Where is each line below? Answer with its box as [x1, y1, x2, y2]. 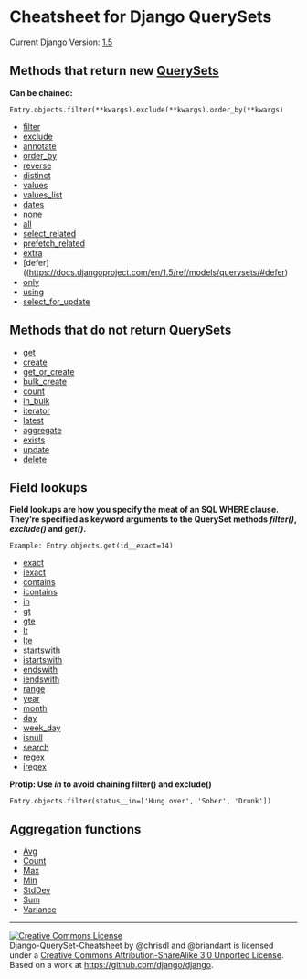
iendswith [22, 674, 60, 685]
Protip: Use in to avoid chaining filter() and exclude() [9, 779, 212, 790]
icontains [22, 587, 58, 598]
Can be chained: [9, 87, 73, 98]
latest [22, 414, 44, 426]
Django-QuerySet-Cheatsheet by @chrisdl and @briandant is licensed [9, 940, 274, 952]
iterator [22, 405, 51, 416]
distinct [22, 169, 51, 180]
